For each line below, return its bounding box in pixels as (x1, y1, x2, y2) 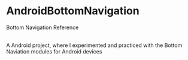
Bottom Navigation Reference (6, 24, 79, 31)
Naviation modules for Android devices (6, 48, 102, 55)
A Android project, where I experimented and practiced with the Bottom (6, 42, 183, 49)
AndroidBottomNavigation (6, 4, 140, 18)
